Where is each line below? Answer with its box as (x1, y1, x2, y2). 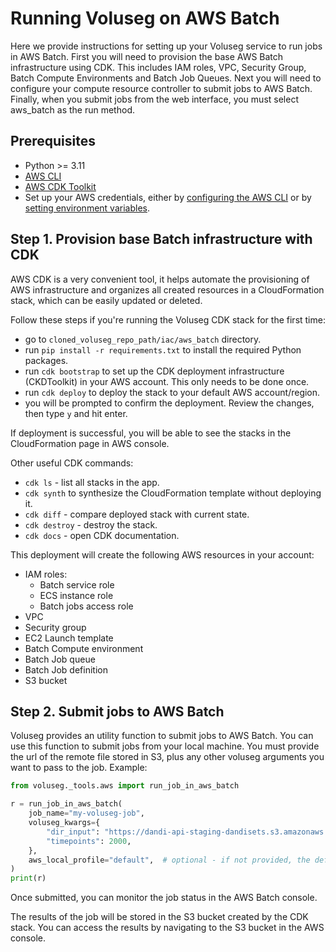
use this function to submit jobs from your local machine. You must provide (10, 740, 320, 752)
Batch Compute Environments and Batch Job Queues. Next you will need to (10, 72, 322, 84)
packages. (24, 354, 69, 366)
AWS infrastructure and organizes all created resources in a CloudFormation (10, 283, 325, 296)
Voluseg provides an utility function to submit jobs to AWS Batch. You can (10, 730, 314, 742)
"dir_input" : (46, 827, 101, 837)
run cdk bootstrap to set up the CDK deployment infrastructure (24, 365, 285, 377)
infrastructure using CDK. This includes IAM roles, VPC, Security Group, (10, 61, 307, 73)
